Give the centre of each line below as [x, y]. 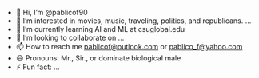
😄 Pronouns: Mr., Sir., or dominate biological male [98, 58]
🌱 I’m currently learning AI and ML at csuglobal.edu [100, 29]
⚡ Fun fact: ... [38, 67]
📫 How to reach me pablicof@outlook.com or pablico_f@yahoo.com [129, 47]
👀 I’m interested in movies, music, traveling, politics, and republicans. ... [133, 21]
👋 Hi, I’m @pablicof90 [52, 12]
